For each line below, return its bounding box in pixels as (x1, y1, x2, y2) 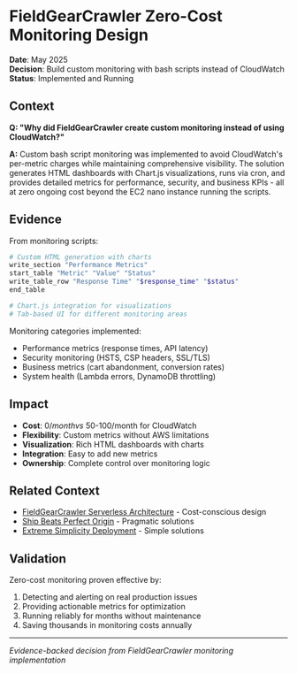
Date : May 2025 (9, 54, 68, 65)
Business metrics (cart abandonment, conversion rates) (21, 361, 225, 372)
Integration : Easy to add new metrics (21, 448, 158, 459)
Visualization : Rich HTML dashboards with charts (21, 439, 205, 449)
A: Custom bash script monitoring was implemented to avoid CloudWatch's (9, 149, 283, 159)
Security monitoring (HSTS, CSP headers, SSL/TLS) (21, 352, 210, 363)
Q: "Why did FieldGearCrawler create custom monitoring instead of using (9, 122, 285, 133)
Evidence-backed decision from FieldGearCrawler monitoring (9, 646, 234, 656)
